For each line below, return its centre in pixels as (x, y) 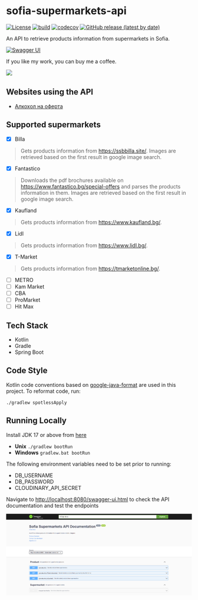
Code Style (27, 371)
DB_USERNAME (34, 475)
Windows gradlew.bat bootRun (52, 452)
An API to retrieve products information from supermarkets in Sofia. (88, 38)
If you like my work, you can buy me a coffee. (61, 61)
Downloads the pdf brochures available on (72, 180)
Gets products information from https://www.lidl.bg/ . (84, 245)
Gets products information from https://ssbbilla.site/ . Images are (98, 151)
